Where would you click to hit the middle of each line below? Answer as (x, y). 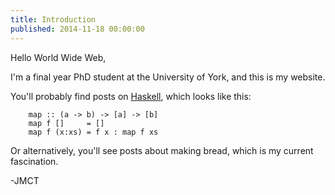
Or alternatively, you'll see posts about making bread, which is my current (162, 150)
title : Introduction (53, 19)
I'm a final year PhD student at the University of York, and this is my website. (168, 77)
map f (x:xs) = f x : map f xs (93, 132)
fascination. (34, 161)
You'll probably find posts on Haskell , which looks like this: (131, 96)
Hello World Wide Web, (58, 57)
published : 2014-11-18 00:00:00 (77, 29)
